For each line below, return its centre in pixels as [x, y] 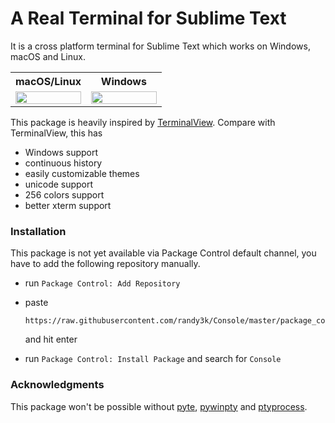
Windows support [61, 152]
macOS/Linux [48, 81]
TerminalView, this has [56, 133]
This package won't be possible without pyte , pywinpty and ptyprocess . [159, 406]
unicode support [59, 184]
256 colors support [64, 194]
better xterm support [68, 205]
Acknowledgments [57, 385]
